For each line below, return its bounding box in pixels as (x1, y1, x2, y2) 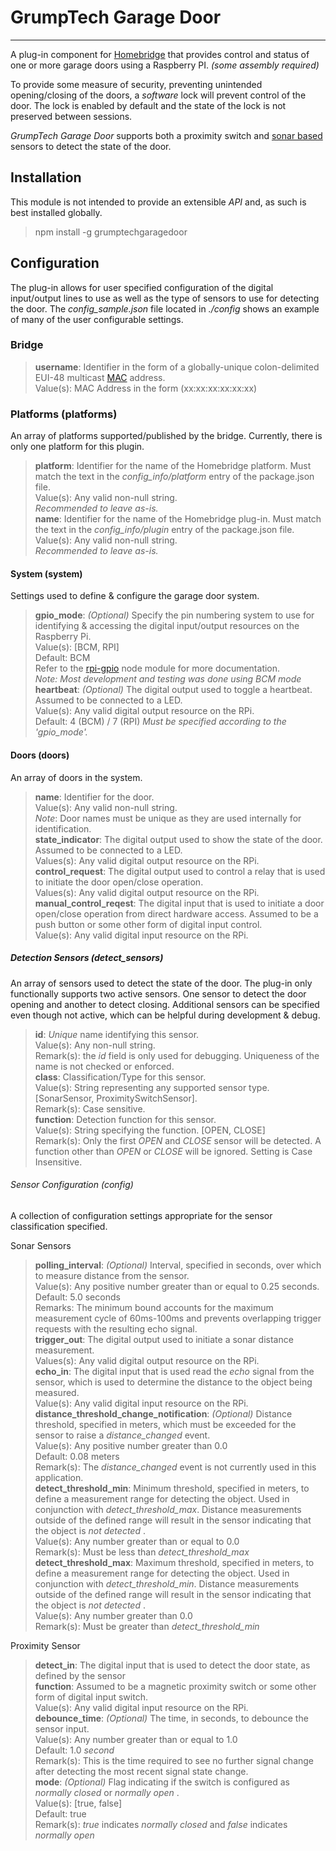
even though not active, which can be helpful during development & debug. (10, 1009, 321, 1021)
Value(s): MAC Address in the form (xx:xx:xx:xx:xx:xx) (34, 382, 258, 394)
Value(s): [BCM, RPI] (34, 641, 120, 653)
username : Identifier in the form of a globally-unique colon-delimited (34, 361, 320, 373)
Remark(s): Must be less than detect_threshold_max (34, 1546, 250, 1558)
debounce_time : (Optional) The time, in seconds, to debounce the (34, 1712, 309, 1724)
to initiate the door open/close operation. (34, 876, 204, 888)
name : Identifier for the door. (34, 791, 155, 803)
